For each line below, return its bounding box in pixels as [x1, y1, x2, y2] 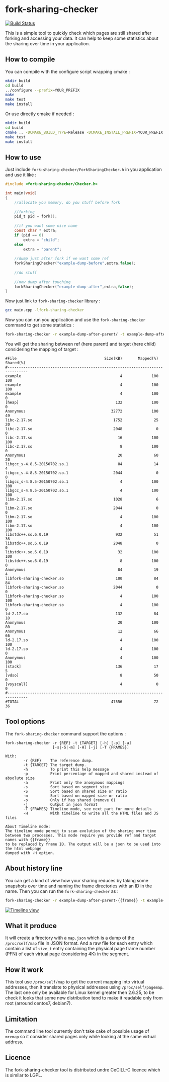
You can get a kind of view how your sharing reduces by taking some [5, 877, 148, 883]
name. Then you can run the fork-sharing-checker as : [5, 888, 119, 894]
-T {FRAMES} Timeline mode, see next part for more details [23, 806, 152, 811]
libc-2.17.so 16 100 [5, 435, 158, 441]
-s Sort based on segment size [23, 784, 109, 789]
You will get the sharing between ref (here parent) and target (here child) [5, 341, 156, 347]
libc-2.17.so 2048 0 [5, 427, 158, 432]
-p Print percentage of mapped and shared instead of [23, 771, 158, 776]
